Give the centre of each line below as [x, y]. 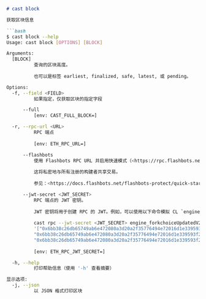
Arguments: [20, 53]
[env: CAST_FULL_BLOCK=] [65, 116]
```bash [16, 31]
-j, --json [26, 285]
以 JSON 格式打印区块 [58, 291]
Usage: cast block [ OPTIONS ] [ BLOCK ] [55, 42]
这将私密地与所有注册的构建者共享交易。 [77, 172]
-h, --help [26, 263]
